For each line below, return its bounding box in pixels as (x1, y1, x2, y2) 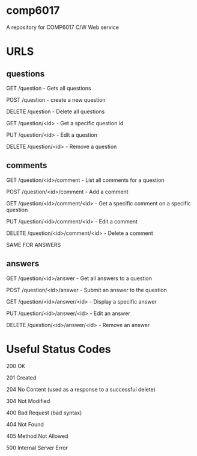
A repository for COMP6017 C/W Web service (6, 23, 119, 31)
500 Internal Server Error (6, 444, 68, 451)
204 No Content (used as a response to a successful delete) (6, 386, 156, 393)
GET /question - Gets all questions (6, 84, 91, 92)
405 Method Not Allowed (6, 432, 68, 440)
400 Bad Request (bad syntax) (6, 409, 82, 416)
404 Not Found (6, 420, 44, 428)
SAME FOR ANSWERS (6, 241, 61, 248)
